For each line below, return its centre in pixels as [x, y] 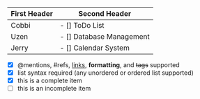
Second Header [105, 13]
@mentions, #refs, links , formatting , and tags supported [98, 65]
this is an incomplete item [54, 89]
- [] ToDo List [82, 25]
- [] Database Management [105, 36]
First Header [32, 13]
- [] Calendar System [95, 48]
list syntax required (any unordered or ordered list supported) [105, 73]
